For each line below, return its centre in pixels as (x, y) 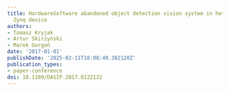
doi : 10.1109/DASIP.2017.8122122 (55, 77)
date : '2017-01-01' (35, 52)
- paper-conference (35, 70)
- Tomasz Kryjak (30, 32)
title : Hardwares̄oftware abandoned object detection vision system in (110, 13)
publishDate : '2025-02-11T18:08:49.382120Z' (72, 58)
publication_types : (35, 64)
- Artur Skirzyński (35, 39)
